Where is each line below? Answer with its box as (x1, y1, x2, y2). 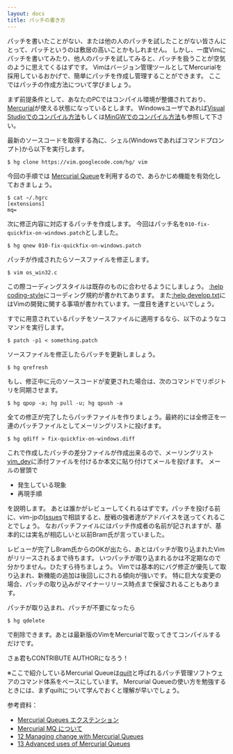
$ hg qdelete (7, 617, 45, 624)
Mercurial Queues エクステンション (17, 715, 120, 724)
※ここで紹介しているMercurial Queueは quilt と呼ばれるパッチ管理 (7, 668, 193, 677)
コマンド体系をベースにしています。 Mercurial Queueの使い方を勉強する (19, 677, 227, 686)
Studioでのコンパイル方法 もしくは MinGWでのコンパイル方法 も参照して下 (7, 112, 218, 120)
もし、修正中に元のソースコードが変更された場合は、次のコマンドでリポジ (7, 377, 220, 385)
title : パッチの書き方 (7, 17, 66, 24)
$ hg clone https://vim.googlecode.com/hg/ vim (7, 158, 148, 166)
